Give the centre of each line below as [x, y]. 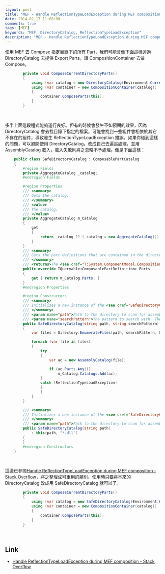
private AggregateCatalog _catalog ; [60, 173]
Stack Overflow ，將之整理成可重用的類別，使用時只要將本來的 [68, 477]
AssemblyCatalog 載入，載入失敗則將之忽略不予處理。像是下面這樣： [75, 150]
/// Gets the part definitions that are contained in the [83, 255]
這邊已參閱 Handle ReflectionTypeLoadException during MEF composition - [81, 471]
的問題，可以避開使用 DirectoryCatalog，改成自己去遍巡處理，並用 [72, 143]
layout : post [18, 10]
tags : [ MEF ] [17, 28]
